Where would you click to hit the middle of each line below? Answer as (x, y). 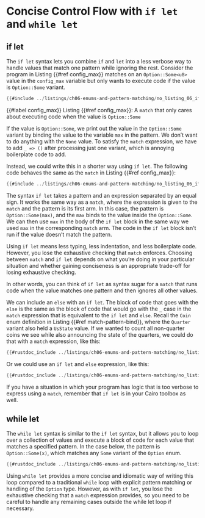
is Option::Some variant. (36, 87)
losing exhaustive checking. (41, 272)
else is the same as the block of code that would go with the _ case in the (99, 309)
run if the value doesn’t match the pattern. (59, 234)
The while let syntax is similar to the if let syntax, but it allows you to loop (103, 434)
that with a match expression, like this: (53, 341)
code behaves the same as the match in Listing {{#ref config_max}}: (91, 173)
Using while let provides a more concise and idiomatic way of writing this (100, 476)
